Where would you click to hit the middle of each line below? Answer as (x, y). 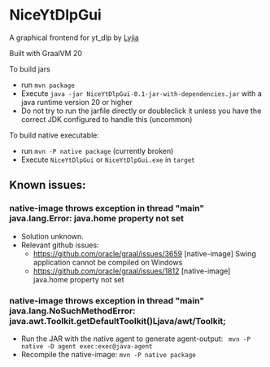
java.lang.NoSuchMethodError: (73, 311)
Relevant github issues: (60, 245)
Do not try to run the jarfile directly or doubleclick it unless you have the (141, 111)
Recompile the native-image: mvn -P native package (108, 354)
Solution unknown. (52, 236)
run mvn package (48, 85)
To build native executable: (54, 135)
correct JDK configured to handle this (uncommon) (107, 119)
